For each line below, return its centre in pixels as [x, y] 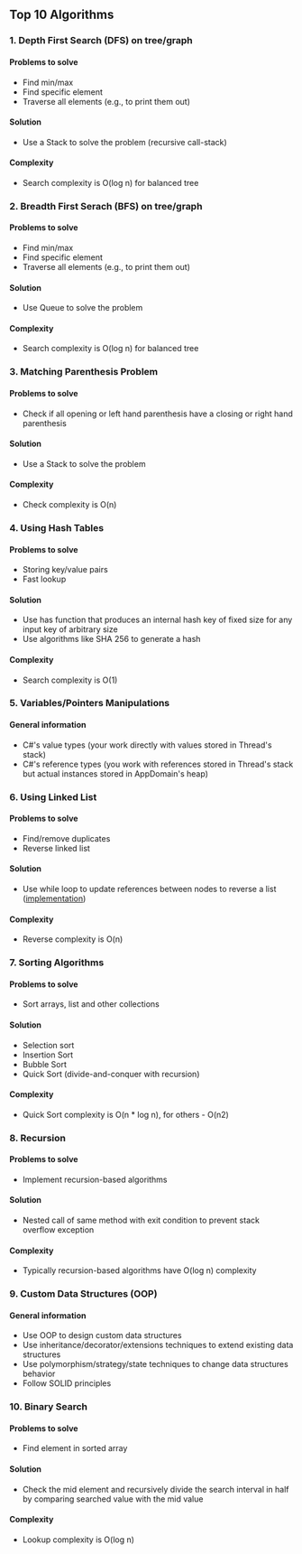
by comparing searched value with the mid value [113, 1499]
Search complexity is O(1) [70, 680]
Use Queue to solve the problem [82, 308]
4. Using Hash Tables [57, 527]
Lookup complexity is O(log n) [78, 1540]
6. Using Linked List [53, 796]
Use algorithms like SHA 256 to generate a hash [111, 639]
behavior [39, 1374]
